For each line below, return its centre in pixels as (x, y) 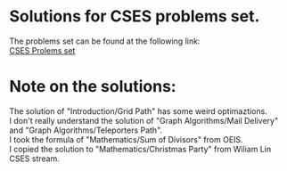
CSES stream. (35, 159)
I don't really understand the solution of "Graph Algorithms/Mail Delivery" (144, 120)
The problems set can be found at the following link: (105, 41)
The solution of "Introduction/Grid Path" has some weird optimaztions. (138, 111)
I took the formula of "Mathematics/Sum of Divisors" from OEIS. (126, 139)
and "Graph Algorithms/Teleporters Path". (86, 130)
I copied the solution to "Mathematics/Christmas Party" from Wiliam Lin (140, 149)
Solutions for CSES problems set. (135, 16)
